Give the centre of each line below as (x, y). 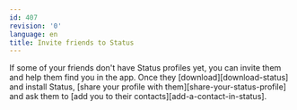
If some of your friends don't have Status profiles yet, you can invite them (145, 68)
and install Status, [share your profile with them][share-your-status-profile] (148, 87)
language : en (34, 34)
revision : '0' (36, 26)
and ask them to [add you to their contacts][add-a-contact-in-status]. (138, 97)
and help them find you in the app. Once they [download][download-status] (149, 78)
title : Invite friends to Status (72, 42)
